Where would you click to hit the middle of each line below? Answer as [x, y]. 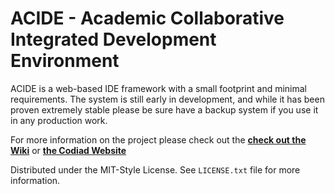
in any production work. [59, 120]
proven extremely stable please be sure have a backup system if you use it [164, 109]
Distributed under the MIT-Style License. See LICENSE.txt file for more [155, 169]
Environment [65, 61]
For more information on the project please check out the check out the [158, 139]
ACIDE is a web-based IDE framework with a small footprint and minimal [159, 88]
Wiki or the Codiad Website [68, 150]
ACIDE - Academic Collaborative [147, 18]
